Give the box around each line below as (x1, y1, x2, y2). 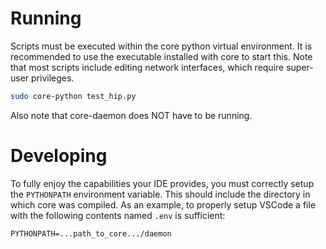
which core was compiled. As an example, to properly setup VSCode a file (10, 198, 317, 211)
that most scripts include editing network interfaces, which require (10, 61, 285, 73)
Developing (10, 145, 108, 167)
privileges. (31, 72, 75, 84)
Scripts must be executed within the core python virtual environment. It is (10, 40, 313, 52)
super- (286, 61, 314, 73)
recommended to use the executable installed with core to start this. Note (10, 50, 313, 62)
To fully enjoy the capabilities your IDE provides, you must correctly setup (10, 177, 315, 189)
